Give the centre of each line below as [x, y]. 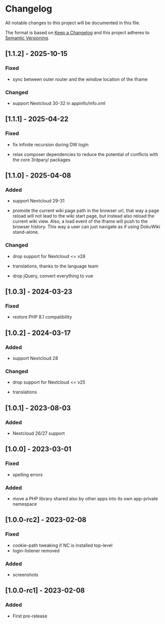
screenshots [25, 575]
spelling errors [27, 475]
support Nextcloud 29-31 [38, 201]
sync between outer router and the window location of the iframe [80, 79]
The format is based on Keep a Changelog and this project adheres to [77, 32]
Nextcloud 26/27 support [39, 433]
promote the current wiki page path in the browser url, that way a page [86, 211]
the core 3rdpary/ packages [41, 160]
